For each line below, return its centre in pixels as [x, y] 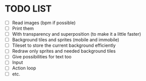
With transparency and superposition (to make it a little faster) [77, 34]
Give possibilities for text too [42, 57]
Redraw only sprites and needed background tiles [64, 51]
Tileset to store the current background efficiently [64, 45]
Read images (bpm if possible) [44, 23]
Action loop [24, 68]
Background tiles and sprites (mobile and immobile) [66, 40]
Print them [23, 28]
